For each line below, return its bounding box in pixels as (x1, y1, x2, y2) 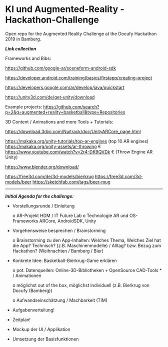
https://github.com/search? (43, 103, 99, 109)
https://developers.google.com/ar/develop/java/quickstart (5, 84, 125, 90)
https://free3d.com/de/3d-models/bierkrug (5, 173, 94, 179)
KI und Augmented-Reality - (5, 3, 124, 15)
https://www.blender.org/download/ (5, 163, 79, 169)
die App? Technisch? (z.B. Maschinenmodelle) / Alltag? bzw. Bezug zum (12, 242, 161, 248)
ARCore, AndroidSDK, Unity (39, 217, 96, 223)
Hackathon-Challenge (5, 14, 99, 25)
